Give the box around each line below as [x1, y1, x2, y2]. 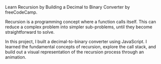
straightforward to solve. [5, 29, 55, 35]
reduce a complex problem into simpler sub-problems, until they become [5, 24, 153, 30]
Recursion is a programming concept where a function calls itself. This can [5, 19, 156, 24]
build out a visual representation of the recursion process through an [5, 49, 144, 55]
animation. [5, 54, 27, 60]
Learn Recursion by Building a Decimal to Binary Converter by [5, 4, 130, 10]
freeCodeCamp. [5, 9, 38, 15]
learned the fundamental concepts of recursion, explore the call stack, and [5, 44, 156, 49]
